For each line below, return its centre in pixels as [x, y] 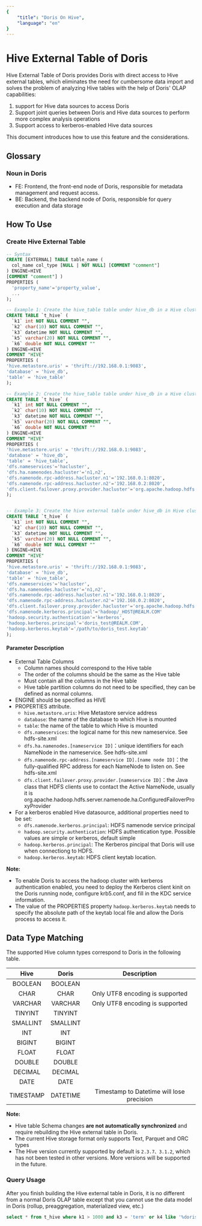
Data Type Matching [45, 938]
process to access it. [41, 919]
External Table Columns [44, 661]
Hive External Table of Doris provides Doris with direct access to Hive [92, 75]
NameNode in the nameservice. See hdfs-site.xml [86, 752]
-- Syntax [19, 254]
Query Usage [26, 1180]
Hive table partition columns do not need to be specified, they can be [110, 687]
